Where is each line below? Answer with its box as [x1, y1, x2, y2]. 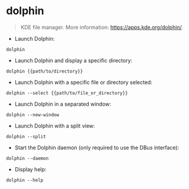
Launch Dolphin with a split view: [14, 122, 96, 129]
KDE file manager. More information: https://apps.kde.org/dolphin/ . [20, 24, 183, 31]
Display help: [14, 165, 47, 172]
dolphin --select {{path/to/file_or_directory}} [6, 90, 128, 96]
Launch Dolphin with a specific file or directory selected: [14, 79, 152, 86]
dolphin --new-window [6, 112, 60, 118]
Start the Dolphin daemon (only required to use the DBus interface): [14, 144, 180, 151]
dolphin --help [6, 177, 44, 183]
